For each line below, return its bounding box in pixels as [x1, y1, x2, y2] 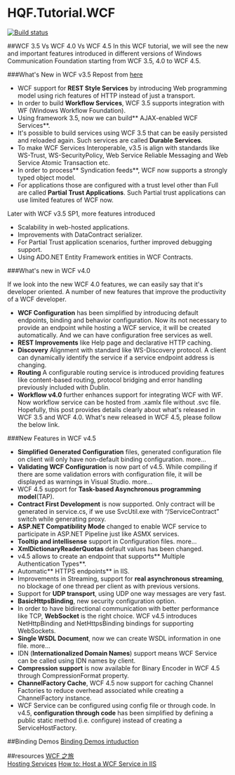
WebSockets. [17, 626, 56, 635]
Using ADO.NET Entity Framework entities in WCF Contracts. [17, 253, 193, 261]
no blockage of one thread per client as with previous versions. [17, 581, 200, 590]
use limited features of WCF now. [17, 195, 114, 204]
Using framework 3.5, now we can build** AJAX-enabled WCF [17, 114, 199, 122]
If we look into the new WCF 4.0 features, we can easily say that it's [7, 279, 203, 289]
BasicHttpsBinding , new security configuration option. [17, 597, 177, 605]
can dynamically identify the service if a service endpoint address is [17, 353, 215, 362]
